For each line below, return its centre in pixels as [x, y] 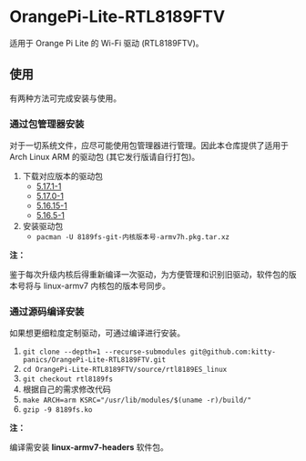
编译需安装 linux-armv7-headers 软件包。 [89, 447]
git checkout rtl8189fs [68, 379]
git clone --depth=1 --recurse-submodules [104, 352]
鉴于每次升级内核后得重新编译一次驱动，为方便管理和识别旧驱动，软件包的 [149, 275]
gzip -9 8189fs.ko [57, 410]
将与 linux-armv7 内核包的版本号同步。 [98, 286]
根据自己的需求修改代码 [66, 389]
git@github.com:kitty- [233, 352]
